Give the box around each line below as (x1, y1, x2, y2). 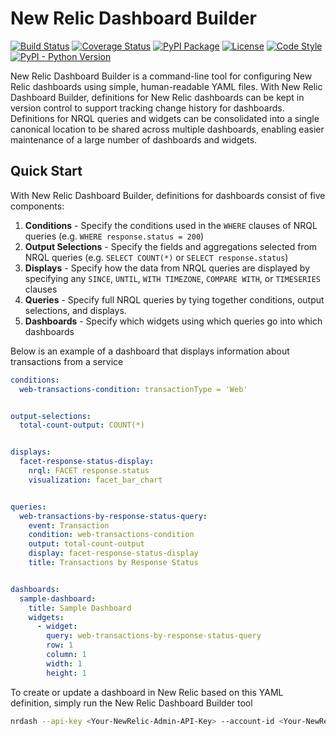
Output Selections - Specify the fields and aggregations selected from (24, 240, 318, 252)
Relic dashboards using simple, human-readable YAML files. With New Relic (10, 80, 323, 92)
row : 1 (46, 640, 74, 651)
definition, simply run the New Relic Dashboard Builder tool (10, 697, 253, 709)
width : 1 (46, 658, 83, 669)
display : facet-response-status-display (28, 548, 199, 559)
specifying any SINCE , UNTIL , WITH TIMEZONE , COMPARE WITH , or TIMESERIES (24, 272, 321, 284)
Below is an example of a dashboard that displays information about (10, 345, 290, 357)
